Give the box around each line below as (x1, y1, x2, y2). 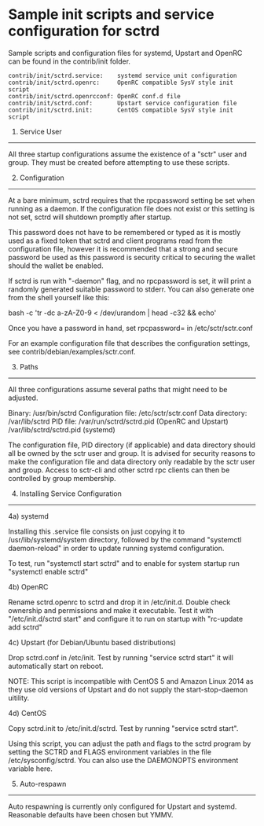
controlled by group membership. (8, 473, 116, 483)
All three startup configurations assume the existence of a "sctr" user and (8, 149, 247, 159)
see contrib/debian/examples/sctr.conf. (8, 347, 136, 356)
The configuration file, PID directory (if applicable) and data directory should (8, 440, 255, 450)
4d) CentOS (8, 708, 47, 718)
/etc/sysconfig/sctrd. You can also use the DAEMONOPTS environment (8, 755, 239, 765)
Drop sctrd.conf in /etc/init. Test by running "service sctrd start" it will (8, 652, 234, 662)
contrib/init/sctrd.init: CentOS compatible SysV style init (8, 106, 234, 114)
